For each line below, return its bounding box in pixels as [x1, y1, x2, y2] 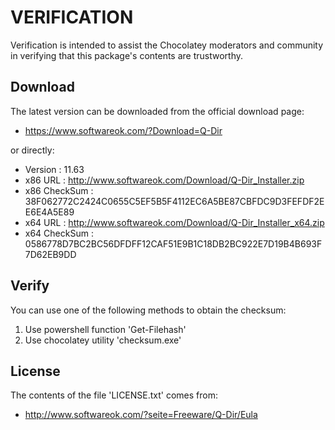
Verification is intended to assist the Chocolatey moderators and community [10, 39, 324, 51]
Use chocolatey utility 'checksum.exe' [24, 334, 182, 346]
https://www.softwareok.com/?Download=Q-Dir [24, 124, 223, 136]
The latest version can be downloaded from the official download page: [10, 105, 305, 117]
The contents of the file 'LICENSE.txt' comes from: [10, 389, 219, 401]
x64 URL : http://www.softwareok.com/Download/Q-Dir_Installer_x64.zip [24, 216, 325, 228]
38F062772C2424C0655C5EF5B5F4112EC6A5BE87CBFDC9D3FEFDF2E [24, 195, 325, 207]
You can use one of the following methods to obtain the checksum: [10, 304, 287, 316]
